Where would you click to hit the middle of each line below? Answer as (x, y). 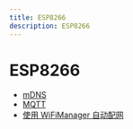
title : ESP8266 (38, 17)
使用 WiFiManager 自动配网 (73, 115)
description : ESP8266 (50, 26)
